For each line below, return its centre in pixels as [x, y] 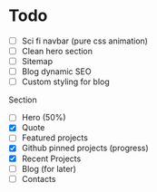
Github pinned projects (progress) [85, 148]
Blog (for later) [49, 168]
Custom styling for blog [65, 82]
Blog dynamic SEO [56, 72]
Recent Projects [51, 158]
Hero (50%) [44, 118]
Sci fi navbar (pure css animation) [85, 41]
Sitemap [37, 62]
